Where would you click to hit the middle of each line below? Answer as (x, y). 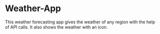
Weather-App (33, 8)
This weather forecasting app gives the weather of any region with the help (80, 22)
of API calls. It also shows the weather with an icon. (56, 27)
